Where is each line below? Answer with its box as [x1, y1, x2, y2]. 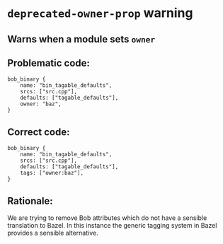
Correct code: [7, 126, 70, 138]
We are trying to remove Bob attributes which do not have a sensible [7, 214, 207, 222]
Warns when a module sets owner [7, 33, 156, 45]
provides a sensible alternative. [7, 228, 98, 238]
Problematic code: [7, 57, 91, 69]
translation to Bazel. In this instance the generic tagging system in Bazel [7, 221, 217, 230]
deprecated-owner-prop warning [7, 5, 193, 21]
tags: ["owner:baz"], [20, 170, 84, 177]
